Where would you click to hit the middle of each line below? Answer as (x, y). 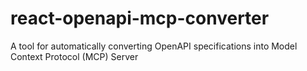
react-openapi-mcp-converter (140, 18)
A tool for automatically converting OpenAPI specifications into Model (154, 46)
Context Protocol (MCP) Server (74, 56)
